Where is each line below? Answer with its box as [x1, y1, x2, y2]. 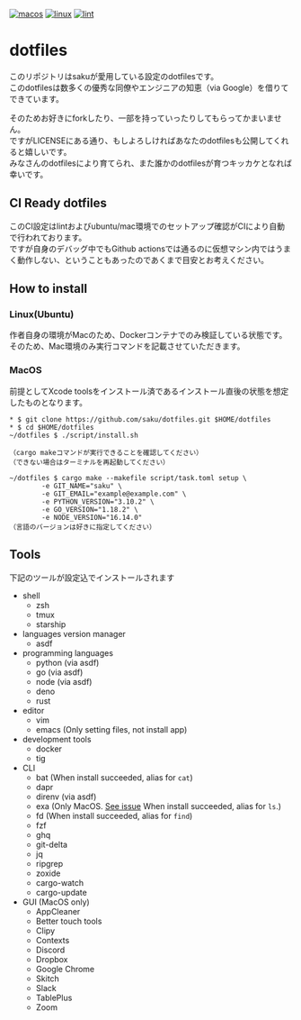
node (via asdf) [35, 676, 93, 687]
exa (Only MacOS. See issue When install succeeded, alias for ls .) [35, 800, 281, 811]
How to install [9, 281, 88, 296]
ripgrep [35, 858, 64, 869]
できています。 [9, 93, 65, 104]
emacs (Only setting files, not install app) [35, 724, 188, 734]
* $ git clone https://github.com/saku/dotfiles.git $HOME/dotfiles [9, 414, 271, 423]
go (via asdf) [35, 667, 84, 678]
